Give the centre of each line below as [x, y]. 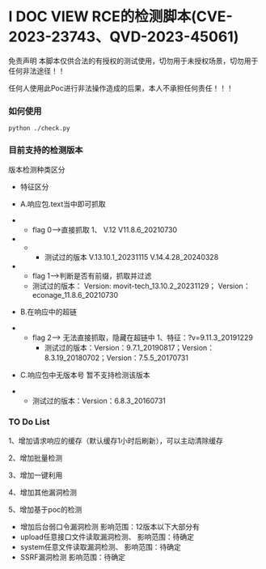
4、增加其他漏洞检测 [43, 492]
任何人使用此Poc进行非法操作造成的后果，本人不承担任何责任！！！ [121, 88]
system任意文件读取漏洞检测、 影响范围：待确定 [101, 546]
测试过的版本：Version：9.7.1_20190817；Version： [129, 347]
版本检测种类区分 [37, 169]
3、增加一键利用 [36, 475]
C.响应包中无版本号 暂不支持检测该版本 [85, 375]
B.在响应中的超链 [48, 312]
